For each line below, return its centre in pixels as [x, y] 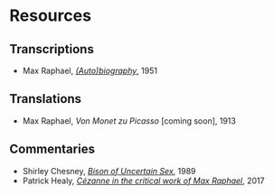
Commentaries [52, 149]
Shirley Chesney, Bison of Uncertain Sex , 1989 [109, 171]
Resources [51, 16]
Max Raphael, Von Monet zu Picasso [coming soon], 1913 [129, 121]
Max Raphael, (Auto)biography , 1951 [90, 70]
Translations [46, 99]
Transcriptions [52, 49]
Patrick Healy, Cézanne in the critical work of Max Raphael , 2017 [143, 181]
